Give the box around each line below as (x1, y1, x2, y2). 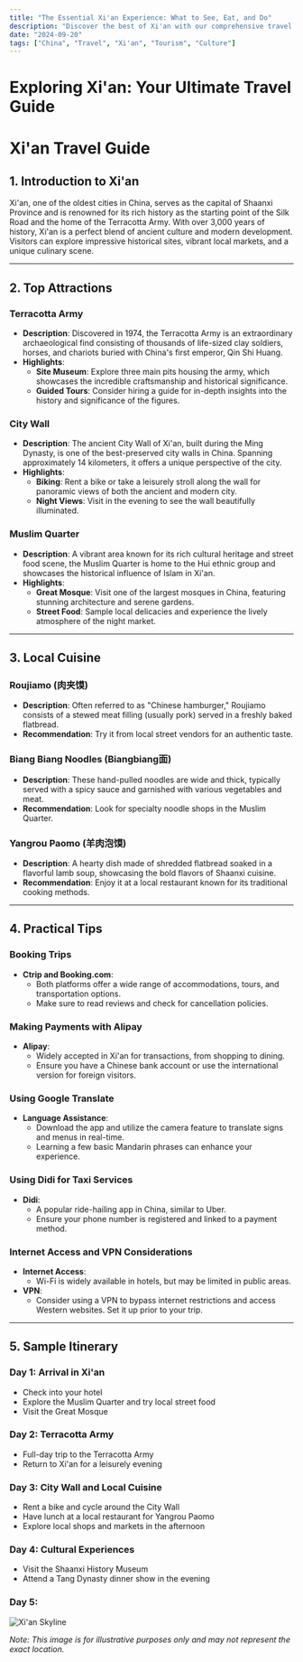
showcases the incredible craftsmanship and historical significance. (35, 376, 289, 387)
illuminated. (35, 505, 79, 516)
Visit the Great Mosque (22, 1405, 108, 1416)
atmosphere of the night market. (35, 615, 156, 626)
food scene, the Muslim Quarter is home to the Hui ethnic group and (22, 557, 276, 569)
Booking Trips (9, 948, 72, 961)
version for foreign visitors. (35, 1069, 137, 1080)
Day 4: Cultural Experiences (9, 1544, 135, 1556)
